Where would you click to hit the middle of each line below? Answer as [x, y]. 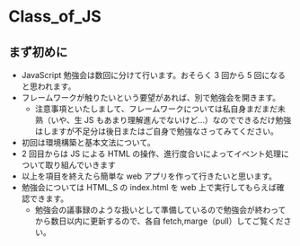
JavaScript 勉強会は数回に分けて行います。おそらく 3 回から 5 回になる [154, 75]
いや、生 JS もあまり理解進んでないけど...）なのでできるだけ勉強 [171, 120]
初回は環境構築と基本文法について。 [88, 142]
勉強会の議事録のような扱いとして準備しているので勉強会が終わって [160, 210]
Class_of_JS [55, 17]
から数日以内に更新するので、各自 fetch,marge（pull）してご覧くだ [159, 221]
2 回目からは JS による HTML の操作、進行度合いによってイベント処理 [151, 154]
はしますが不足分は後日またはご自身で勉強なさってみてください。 [157, 131]
